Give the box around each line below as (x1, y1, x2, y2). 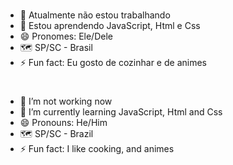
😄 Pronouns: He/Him (19, 117, 108, 129)
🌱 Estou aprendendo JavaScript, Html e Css (19, 20, 201, 32)
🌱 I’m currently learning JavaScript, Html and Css (19, 106, 223, 118)
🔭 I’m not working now (19, 95, 113, 108)
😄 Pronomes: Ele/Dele (19, 30, 113, 43)
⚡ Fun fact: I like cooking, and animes (19, 143, 175, 155)
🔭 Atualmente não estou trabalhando (19, 9, 171, 21)
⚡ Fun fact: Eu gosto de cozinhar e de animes (19, 57, 207, 69)
